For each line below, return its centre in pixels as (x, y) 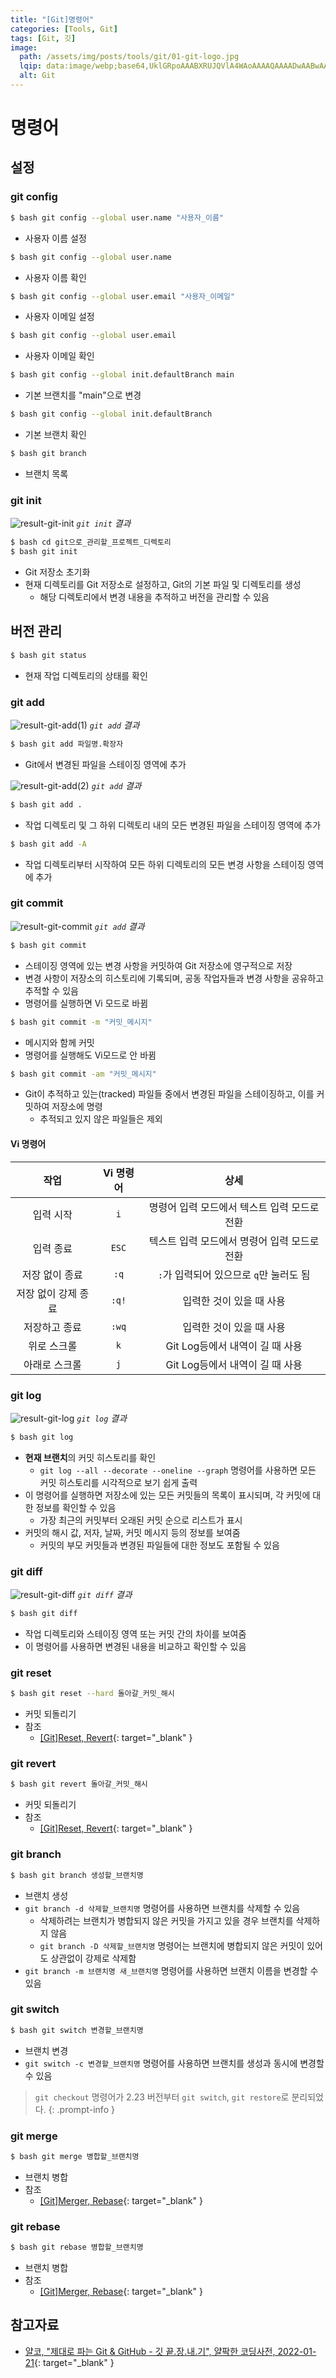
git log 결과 (102, 1418)
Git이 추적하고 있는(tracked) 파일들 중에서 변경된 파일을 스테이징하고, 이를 (169, 1094)
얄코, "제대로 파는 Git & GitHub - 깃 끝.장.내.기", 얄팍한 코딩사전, (150, 2351)
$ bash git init (44, 552)
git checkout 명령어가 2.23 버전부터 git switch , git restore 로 (162, 2097)
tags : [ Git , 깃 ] (43, 38)
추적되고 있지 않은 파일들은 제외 (101, 1119)
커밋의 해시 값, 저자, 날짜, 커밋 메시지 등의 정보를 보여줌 (132, 1532)
